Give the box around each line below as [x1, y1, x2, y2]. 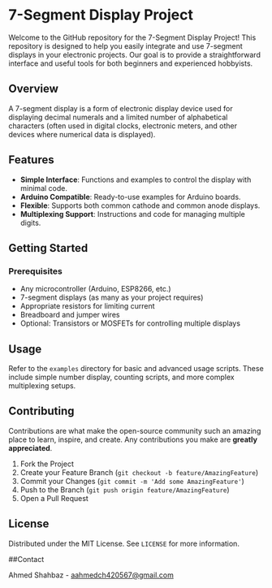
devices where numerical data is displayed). [8, 129, 156, 139]
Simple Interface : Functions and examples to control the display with [19, 175, 252, 184]
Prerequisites [8, 266, 63, 277]
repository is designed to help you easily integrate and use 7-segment [8, 41, 244, 50]
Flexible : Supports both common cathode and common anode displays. [19, 201, 261, 210]
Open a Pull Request [19, 493, 89, 503]
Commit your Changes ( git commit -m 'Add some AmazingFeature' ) [19, 476, 245, 486]
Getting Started [8, 241, 89, 255]
